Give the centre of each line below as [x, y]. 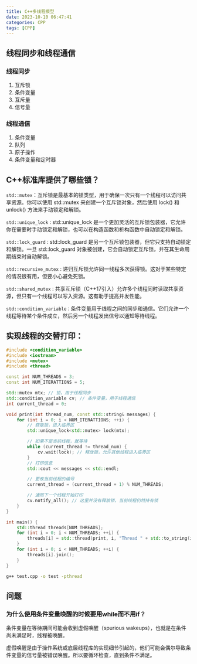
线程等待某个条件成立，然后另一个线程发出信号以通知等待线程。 [83, 316]
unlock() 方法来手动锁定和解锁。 [45, 210]
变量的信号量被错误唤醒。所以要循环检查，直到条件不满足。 [83, 655]
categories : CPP [26, 22]
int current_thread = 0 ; [36, 404]
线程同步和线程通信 [41, 53]
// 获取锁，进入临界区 [51, 425]
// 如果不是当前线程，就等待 [57, 441]
